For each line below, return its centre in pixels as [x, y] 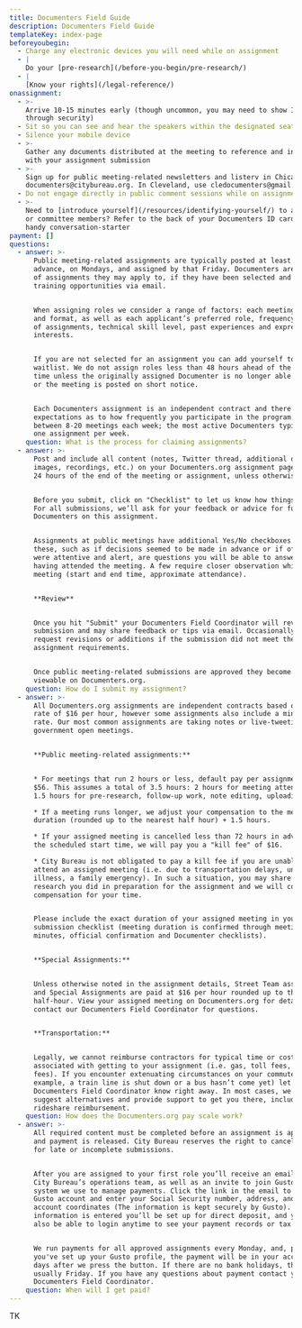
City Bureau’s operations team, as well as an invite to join [152, 1182]
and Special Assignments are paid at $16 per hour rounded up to [158, 993]
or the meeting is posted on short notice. [116, 384]
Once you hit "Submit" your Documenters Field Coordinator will [156, 623]
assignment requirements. [81, 648]
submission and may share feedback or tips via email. [138, 631]
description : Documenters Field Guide [82, 26]
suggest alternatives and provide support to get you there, [150, 1099]
